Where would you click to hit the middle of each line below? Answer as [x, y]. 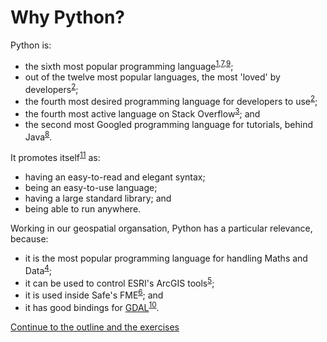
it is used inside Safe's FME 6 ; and [94, 294]
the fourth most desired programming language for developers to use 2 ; [171, 100]
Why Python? [67, 17]
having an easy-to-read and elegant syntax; [115, 177]
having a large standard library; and [98, 198]
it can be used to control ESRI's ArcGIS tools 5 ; [119, 282]
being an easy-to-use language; [91, 187]
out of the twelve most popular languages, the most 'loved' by [152, 77]
